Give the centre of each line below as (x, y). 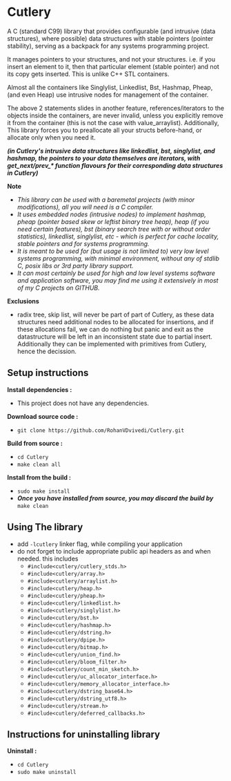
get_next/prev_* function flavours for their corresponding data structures (115, 165)
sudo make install (43, 491)
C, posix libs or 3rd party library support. (75, 265)
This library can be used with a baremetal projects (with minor (106, 199)
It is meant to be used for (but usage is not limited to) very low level (113, 251)
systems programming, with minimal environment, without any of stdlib (118, 258)
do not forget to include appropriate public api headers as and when (114, 551)
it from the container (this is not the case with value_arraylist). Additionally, (113, 122)
